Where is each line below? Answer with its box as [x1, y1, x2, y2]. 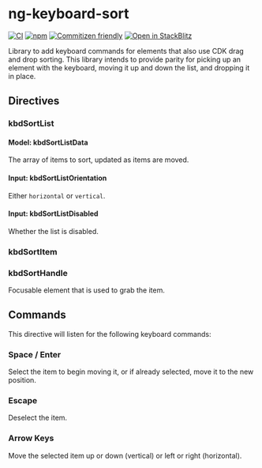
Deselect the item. [8, 413, 68, 423]
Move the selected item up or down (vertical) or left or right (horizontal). [8, 451, 242, 460]
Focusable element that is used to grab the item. [8, 285, 166, 295]
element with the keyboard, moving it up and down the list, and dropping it [8, 62, 250, 72]
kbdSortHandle [8, 267, 69, 278]
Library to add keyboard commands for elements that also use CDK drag [8, 46, 245, 55]
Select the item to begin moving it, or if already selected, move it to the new [8, 367, 254, 376]
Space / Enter [8, 349, 62, 360]
